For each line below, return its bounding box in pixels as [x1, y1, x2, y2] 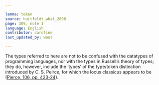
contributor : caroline [5, 30, 53, 35]
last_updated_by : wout [5, 35, 53, 40]
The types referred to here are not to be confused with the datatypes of [5, 53, 153, 59]
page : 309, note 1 [5, 21, 44, 26]
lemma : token [5, 11, 33, 16]
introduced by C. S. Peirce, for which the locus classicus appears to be [5, 69, 152, 75]
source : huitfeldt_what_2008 [5, 16, 66, 21]
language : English [5, 25, 44, 30]
